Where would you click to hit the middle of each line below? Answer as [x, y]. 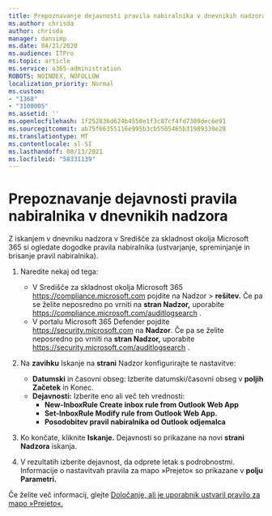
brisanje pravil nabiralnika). [53, 256]
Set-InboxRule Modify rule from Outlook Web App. [131, 413]
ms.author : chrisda [41, 23]
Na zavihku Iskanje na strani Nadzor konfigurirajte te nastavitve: [128, 363]
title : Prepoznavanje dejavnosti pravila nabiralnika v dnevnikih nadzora [137, 16]
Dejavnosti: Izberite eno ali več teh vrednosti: [108, 396]
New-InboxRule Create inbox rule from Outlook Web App [141, 405]
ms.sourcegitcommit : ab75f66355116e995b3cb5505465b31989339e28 [117, 129]
